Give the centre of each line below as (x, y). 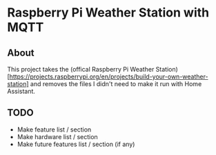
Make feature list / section (54, 130)
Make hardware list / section (57, 136)
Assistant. (21, 91)
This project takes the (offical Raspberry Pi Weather (81, 69)
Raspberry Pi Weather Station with (108, 13)
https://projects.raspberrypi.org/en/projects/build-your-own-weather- (109, 76)
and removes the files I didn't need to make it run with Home (116, 84)
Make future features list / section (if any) (76, 144)
